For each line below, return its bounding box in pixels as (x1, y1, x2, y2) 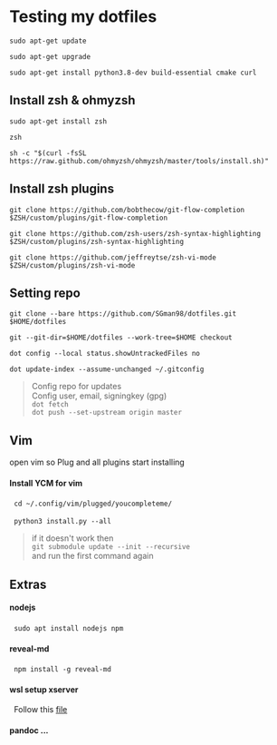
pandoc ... (9, 724, 49, 736)
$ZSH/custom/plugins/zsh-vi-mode (9, 260, 136, 270)
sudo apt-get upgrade (9, 52, 91, 61)
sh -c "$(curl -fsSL (9, 148, 88, 158)
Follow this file (13, 704, 68, 715)
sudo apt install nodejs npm (13, 623, 124, 632)
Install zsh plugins (9, 181, 115, 197)
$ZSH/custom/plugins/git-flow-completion (9, 213, 168, 222)
